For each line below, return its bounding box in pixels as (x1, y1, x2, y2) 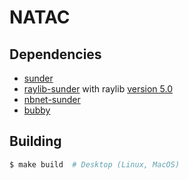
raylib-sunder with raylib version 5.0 (23, 83, 174, 95)
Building (9, 133, 62, 150)
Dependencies (9, 46, 102, 63)
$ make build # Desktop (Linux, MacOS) (9, 159, 181, 170)
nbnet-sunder (23, 94, 81, 105)
